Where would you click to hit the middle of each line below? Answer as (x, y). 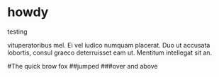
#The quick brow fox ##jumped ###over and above (83, 66)
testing (17, 31)
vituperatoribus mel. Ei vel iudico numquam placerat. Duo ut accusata (109, 45)
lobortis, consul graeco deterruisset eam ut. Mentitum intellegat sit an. (110, 52)
